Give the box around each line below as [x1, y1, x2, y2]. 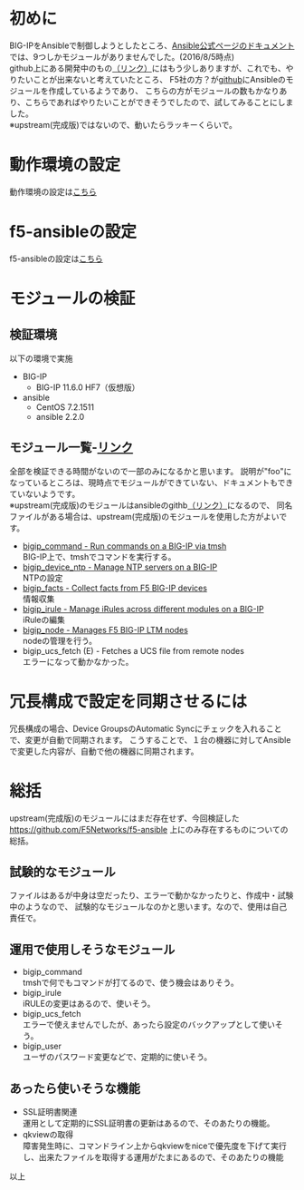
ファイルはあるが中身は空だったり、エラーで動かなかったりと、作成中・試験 [9, 890, 294, 901]
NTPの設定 [22, 572, 63, 583]
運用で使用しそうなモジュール [9, 941, 176, 957]
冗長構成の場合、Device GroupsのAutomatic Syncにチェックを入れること [9, 723, 282, 734]
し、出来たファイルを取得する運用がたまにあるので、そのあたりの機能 [22, 1151, 284, 1162]
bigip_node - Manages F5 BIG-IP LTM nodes [22, 624, 188, 635]
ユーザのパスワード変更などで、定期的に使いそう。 [22, 1051, 213, 1062]
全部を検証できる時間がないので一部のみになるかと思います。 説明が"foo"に [9, 465, 292, 476]
